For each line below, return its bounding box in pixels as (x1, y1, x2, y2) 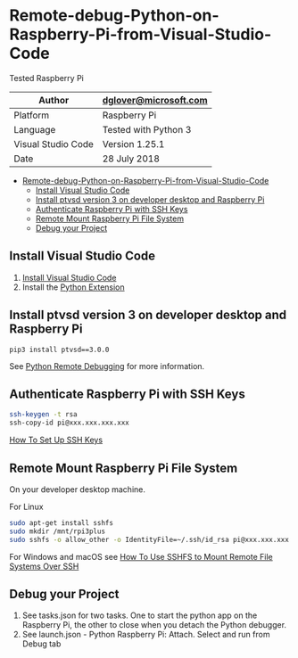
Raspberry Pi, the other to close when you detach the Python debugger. (21, 620, 287, 630)
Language (13, 123, 56, 136)
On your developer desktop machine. (9, 483, 145, 495)
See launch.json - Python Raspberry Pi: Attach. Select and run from (21, 629, 270, 640)
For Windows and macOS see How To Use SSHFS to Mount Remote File (9, 551, 274, 562)
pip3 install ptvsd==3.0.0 (9, 345, 110, 354)
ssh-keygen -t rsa (9, 410, 78, 419)
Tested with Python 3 (102, 123, 192, 136)
